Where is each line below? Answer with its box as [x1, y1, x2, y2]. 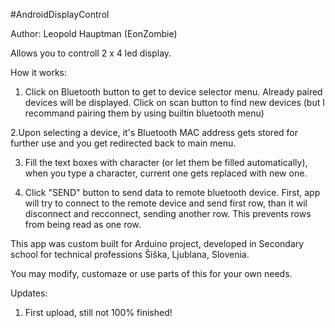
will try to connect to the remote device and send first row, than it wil [24, 197, 308, 209]
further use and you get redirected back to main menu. [10, 137, 237, 149]
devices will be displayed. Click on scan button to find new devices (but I [24, 97, 325, 108]
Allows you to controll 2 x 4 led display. [10, 47, 172, 59]
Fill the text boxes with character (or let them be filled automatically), [24, 157, 308, 168]
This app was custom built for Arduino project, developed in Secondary [10, 238, 305, 249]
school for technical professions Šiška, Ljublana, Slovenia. [10, 249, 250, 260]
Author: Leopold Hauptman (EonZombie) [10, 28, 178, 39]
